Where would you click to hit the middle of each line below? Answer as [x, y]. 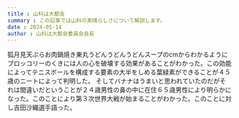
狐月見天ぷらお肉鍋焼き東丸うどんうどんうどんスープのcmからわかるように [118, 54]
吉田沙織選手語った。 [44, 107]
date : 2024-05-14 [34, 27]
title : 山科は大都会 [36, 14]
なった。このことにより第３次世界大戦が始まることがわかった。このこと [113, 99]
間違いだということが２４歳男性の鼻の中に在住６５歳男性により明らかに [126, 90]
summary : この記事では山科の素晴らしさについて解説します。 [86, 20]
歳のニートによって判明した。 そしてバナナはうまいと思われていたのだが [114, 81]
